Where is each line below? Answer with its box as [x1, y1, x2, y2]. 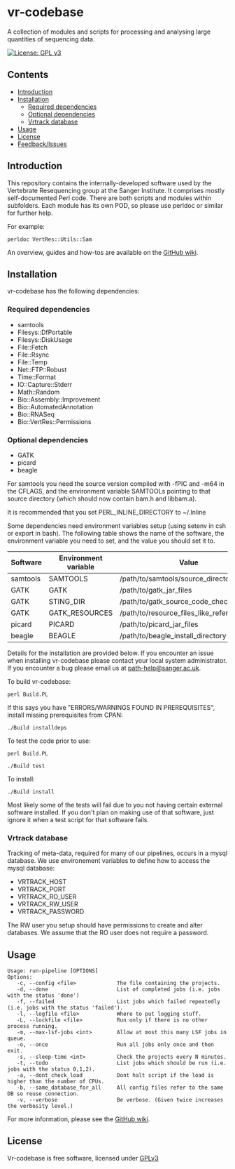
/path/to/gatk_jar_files [120, 585, 192, 595]
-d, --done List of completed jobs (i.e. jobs [16, 986, 220, 993]
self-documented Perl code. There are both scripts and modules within [7, 194, 212, 202]
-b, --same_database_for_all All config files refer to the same [16, 1084, 224, 1092]
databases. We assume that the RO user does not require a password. [7, 928, 209, 937]
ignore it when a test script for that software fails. [7, 815, 149, 824]
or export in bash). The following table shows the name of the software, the [7, 529, 225, 537]
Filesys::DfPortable [17, 328, 73, 336]
